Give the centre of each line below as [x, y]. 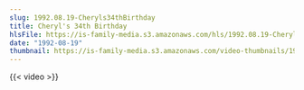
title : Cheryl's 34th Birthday [68, 26]
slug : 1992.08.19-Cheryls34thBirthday [82, 18]
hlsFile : [26, 34]
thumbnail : [30, 51]
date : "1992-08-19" [46, 43]
